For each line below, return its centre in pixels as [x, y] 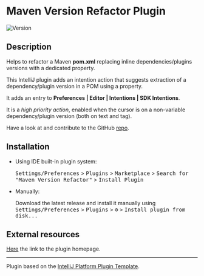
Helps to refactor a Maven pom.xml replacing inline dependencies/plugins [99, 61]
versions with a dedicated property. [51, 68]
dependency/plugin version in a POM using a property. [75, 86]
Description [29, 47]
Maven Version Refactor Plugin [86, 11]
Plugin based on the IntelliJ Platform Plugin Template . [73, 266]
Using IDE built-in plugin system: [56, 161]
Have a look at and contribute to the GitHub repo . [68, 128]
